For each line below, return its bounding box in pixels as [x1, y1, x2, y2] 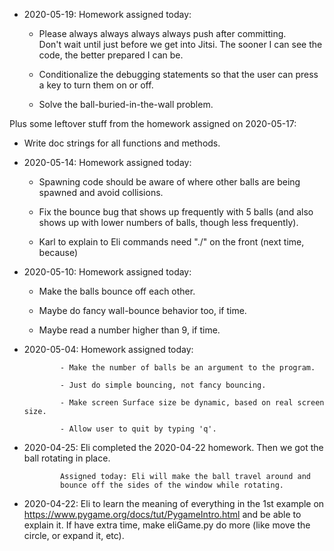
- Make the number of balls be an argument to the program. [60, 363, 316, 373]
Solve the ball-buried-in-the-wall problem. [38, 99, 214, 110]
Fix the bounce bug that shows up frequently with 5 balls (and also [38, 206, 314, 218]
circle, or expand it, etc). [23, 530, 125, 541]
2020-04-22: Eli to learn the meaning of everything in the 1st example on [23, 498, 325, 509]
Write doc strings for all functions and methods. [23, 137, 221, 149]
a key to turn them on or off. [38, 79, 154, 91]
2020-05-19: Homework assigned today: [23, 9, 192, 20]
